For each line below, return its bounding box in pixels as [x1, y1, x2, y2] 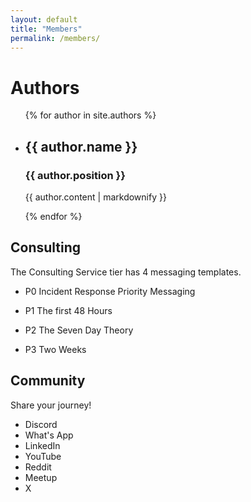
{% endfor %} [24, 211, 83, 222]
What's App [24, 429, 74, 441]
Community [10, 372, 86, 390]
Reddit [24, 461, 52, 473]
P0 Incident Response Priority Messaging [24, 285, 196, 297]
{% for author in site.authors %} [24, 109, 157, 121]
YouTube [24, 450, 62, 462]
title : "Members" [10, 24, 83, 34]
